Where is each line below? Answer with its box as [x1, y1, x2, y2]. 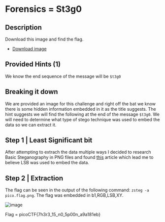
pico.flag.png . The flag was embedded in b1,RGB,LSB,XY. [5, 192, 124, 198]
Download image [12, 46, 47, 51]
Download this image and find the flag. [5, 36, 84, 42]
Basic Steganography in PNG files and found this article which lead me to [5, 154, 154, 160]
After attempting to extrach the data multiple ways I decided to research [5, 149, 151, 155]
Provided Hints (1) [5, 60, 61, 69]
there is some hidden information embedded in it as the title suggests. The [5, 106, 156, 112]
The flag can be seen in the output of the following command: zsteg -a [5, 187, 149, 193]
